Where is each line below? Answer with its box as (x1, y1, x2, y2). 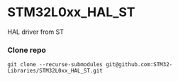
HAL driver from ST (7, 27, 65, 36)
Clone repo (7, 45, 46, 55)
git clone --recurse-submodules (7, 61, 103, 68)
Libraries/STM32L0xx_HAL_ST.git (7, 68, 103, 75)
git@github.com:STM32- (105, 61, 173, 68)
